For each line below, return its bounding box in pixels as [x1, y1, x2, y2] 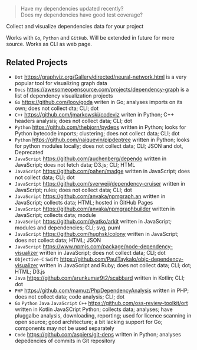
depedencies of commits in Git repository [14, 337, 116, 344]
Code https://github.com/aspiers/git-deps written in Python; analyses [14, 330, 181, 338]
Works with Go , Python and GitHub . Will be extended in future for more [6, 34, 175, 41]
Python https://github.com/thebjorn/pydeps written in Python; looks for [14, 124, 186, 131]
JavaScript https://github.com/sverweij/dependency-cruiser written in [14, 180, 186, 187]
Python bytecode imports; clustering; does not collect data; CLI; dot [14, 129, 180, 137]
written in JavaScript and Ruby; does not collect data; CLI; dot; [39, 261, 192, 268]
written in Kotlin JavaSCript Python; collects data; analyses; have [14, 306, 173, 313]
